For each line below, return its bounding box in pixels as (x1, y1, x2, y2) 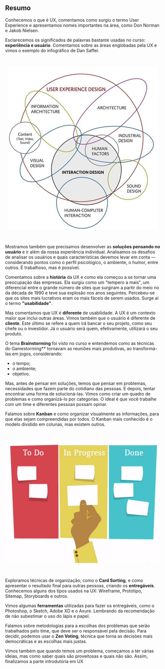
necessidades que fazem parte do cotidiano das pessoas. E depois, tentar (5, 385, 156, 391)
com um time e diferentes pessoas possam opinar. (5, 401, 107, 407)
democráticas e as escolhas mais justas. (5, 638, 87, 644)
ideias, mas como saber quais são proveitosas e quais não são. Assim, (5, 653, 148, 659)
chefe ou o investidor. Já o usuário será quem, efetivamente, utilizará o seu (5, 325, 158, 332)
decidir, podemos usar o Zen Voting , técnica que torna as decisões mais (5, 633, 153, 639)
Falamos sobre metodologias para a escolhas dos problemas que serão (5, 623, 150, 629)
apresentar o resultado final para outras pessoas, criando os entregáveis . (5, 582, 155, 588)
